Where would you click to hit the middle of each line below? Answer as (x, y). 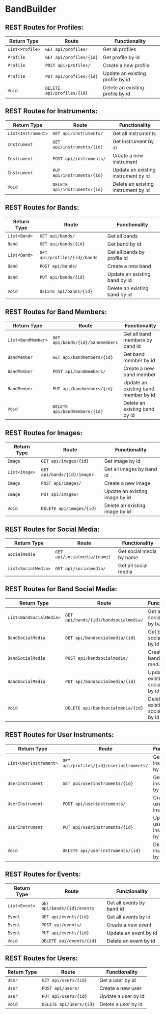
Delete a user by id (121, 1005)
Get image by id (122, 461)
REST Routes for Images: (44, 433)
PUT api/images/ (60, 494)
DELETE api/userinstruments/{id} (102, 850)
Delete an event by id (131, 941)
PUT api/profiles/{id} (71, 77)
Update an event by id (132, 933)
